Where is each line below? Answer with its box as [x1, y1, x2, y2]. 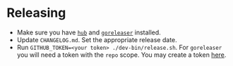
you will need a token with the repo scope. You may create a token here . [16, 51, 227, 59]
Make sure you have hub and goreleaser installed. [16, 28, 162, 37]
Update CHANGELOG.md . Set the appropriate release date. [16, 35, 177, 44]
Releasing [6, 5, 66, 21]
